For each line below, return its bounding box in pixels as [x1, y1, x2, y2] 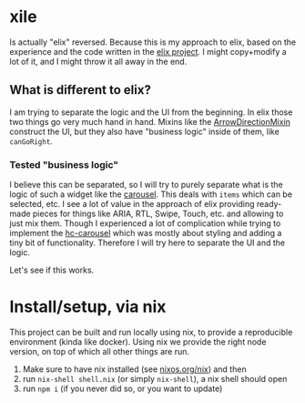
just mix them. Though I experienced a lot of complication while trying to [9, 218, 281, 229]
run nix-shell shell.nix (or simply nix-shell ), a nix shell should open [22, 373, 288, 384]
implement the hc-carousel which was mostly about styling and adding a [9, 228, 282, 239]
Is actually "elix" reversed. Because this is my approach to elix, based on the [9, 36, 297, 47]
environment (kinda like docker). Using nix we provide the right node [9, 336, 267, 347]
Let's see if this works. [9, 264, 95, 275]
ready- [256, 199, 282, 210]
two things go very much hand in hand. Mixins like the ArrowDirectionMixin [9, 116, 291, 127]
